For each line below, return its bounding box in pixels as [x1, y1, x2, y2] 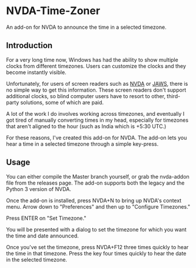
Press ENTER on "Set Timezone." [6, 215, 87, 222]
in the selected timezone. [6, 256, 68, 263]
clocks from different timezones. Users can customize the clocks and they [6, 62, 187, 69]
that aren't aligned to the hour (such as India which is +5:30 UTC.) [6, 122, 167, 130]
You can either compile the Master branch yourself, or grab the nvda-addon [6, 173, 190, 180]
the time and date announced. [6, 232, 79, 239]
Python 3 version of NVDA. [6, 185, 72, 192]
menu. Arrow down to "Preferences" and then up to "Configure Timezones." [6, 203, 191, 210]
